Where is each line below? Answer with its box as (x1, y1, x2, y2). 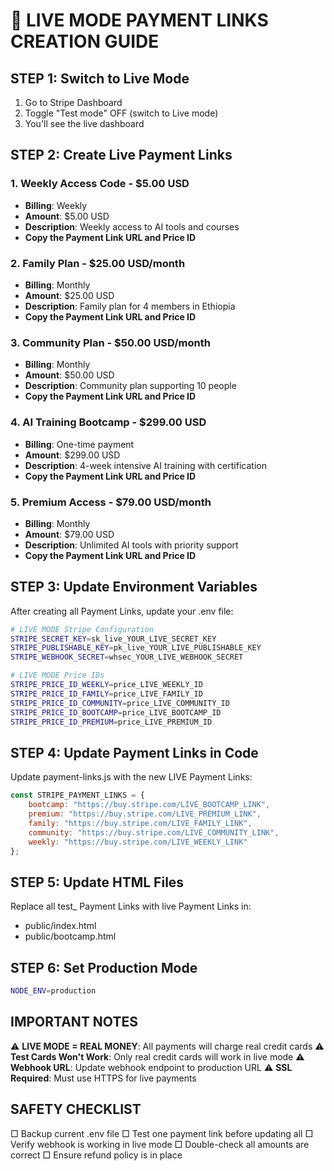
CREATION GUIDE (10, 30, 160, 53)
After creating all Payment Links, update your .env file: (10, 605, 234, 617)
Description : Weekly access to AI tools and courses (24, 220, 240, 233)
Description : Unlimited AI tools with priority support (24, 539, 239, 551)
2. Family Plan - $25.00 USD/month (10, 256, 186, 270)
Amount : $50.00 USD (24, 369, 115, 381)
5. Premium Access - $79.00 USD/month (10, 495, 212, 509)
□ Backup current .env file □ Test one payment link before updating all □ (10, 1127, 314, 1139)
